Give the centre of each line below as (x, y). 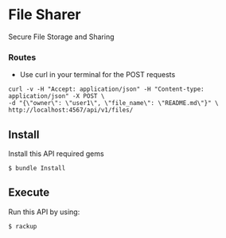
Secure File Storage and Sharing (61, 37)
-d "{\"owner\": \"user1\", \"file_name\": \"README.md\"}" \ (113, 103)
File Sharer (45, 15)
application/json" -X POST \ (56, 96)
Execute (29, 193)
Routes (22, 57)
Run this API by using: (44, 212)
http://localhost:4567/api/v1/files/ (71, 110)
